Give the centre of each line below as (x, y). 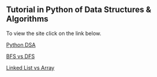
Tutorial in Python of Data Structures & (79, 10)
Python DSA (21, 44)
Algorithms (27, 19)
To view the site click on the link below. (54, 33)
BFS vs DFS (20, 56)
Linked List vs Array (30, 68)
